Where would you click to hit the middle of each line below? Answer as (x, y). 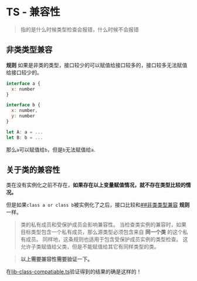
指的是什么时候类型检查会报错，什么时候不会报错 (79, 29)
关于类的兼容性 (33, 170)
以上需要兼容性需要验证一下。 (56, 259)
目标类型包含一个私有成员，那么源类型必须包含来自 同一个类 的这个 (101, 232)
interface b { (23, 105)
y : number (23, 116)
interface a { (23, 83)
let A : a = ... (25, 132)
